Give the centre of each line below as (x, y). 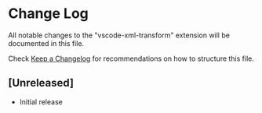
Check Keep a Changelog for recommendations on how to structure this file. (131, 58)
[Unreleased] (41, 83)
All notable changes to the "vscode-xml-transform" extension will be (119, 35)
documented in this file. (46, 43)
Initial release (41, 101)
